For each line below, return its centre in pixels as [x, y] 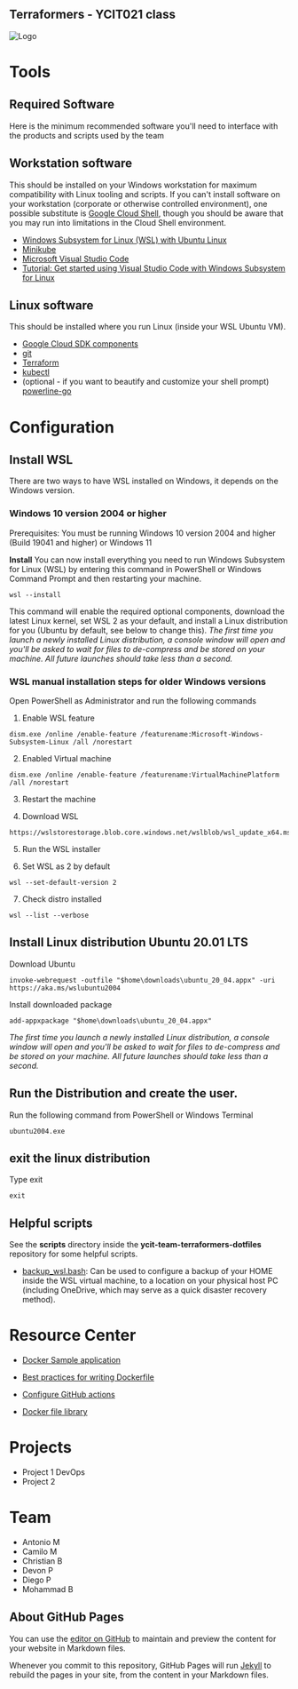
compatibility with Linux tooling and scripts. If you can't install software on [145, 194]
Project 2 [39, 1482]
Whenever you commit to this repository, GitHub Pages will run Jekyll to [141, 1665]
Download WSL [50, 817]
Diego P [36, 1580]
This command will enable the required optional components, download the [147, 611]
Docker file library [55, 1412]
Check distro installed [62, 899]
